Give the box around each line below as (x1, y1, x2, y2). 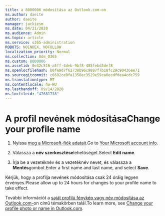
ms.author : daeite (5, 12, 43, 17)
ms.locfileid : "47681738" (5, 91, 59, 96)
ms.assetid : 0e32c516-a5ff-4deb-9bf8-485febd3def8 (5, 63, 113, 68)
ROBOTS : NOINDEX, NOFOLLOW (5, 45, 61, 50)
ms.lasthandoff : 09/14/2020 (5, 86, 64, 92)
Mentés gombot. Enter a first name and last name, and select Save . (12, 165, 149, 171)
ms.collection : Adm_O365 (5, 54, 57, 59)
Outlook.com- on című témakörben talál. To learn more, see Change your (5, 200, 153, 206)
